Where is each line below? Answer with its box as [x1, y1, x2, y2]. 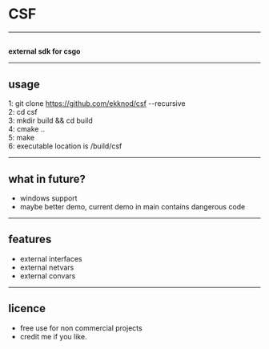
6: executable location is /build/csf [8, 141, 122, 151]
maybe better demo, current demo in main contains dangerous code [19, 201, 246, 211]
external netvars [19, 262, 74, 272]
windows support [19, 193, 78, 203]
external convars [19, 270, 76, 281]
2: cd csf [8, 108, 38, 117]
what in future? [8, 172, 86, 185]
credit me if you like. [19, 331, 87, 341]
